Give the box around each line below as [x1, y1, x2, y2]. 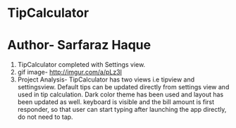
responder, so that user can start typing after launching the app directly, [17, 105, 227, 114]
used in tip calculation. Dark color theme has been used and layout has [17, 90, 224, 99]
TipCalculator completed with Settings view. [17, 60, 146, 69]
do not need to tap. [17, 113, 73, 121]
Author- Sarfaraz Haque [7, 37, 151, 53]
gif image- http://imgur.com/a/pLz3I [17, 68, 122, 77]
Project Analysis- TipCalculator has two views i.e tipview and [17, 75, 195, 84]
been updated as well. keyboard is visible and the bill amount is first [17, 98, 215, 106]
